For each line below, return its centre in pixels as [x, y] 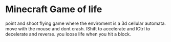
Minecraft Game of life [54, 9]
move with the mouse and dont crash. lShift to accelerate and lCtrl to [78, 28]
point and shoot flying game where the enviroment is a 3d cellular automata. [86, 23]
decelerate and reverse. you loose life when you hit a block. [68, 34]
